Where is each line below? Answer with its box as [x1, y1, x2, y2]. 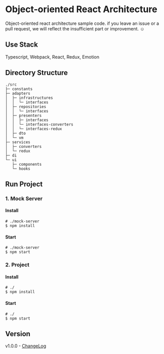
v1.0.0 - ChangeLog [5, 343, 47, 349]
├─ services [5, 139, 30, 145]
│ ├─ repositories [5, 104, 47, 109]
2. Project [5, 261, 29, 268]
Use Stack [5, 41, 38, 49]
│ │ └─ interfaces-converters [5, 122, 73, 127]
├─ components [12, 162, 42, 167]
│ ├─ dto [5, 131, 26, 136]
